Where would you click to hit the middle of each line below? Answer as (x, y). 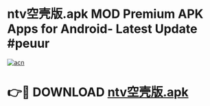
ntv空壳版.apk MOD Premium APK (105, 14)
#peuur (28, 43)
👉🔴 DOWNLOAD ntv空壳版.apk (98, 92)
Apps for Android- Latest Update (102, 29)
